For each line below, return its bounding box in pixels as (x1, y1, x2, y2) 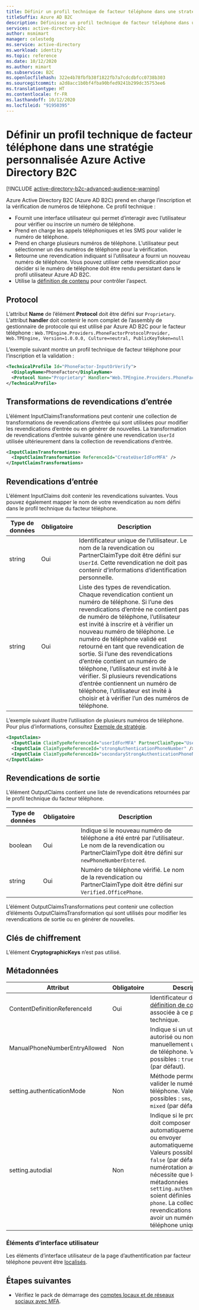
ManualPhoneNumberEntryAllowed (9, 1044, 107, 1052)
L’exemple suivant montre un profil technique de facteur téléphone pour (6, 346, 181, 353)
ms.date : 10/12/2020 (6, 58, 57, 64)
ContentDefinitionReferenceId (9, 1004, 92, 1012)
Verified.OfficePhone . (81, 888, 143, 896)
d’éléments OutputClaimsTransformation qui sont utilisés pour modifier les (6, 909, 187, 916)
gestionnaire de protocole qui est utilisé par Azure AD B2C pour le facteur (6, 323, 186, 330)
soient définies (150, 1191, 191, 1199)
